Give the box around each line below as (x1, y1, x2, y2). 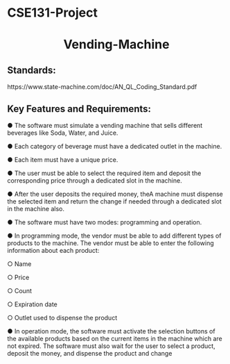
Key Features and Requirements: (7, 103, 151, 115)
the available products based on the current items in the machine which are (7, 335, 223, 342)
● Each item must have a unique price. (7, 156, 118, 164)
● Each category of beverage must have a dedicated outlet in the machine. (7, 142, 222, 150)
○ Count (7, 287, 33, 295)
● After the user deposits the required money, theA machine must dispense (7, 190, 223, 198)
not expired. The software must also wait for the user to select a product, (7, 342, 216, 350)
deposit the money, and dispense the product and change (7, 349, 172, 357)
